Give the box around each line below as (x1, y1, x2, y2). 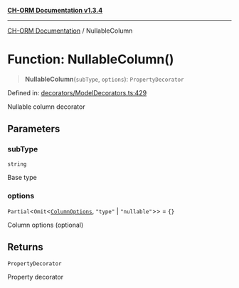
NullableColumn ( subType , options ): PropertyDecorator (24, 75, 184, 83)
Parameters (7, 123, 60, 135)
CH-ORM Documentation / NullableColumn (7, 26, 133, 35)
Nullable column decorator (7, 102, 85, 111)
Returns (7, 241, 44, 253)
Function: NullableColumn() (7, 51, 174, 68)
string (7, 160, 27, 168)
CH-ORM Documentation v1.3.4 (7, 6, 103, 14)
